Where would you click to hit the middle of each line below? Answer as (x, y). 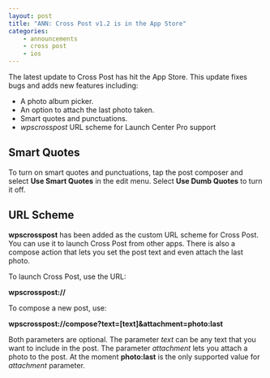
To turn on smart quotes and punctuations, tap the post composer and (126, 172)
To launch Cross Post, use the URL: (67, 276)
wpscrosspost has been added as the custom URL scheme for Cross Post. (134, 235)
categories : (28, 31)
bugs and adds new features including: (73, 85)
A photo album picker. (57, 101)
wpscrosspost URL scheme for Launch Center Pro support (118, 127)
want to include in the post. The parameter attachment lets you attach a (128, 348)
